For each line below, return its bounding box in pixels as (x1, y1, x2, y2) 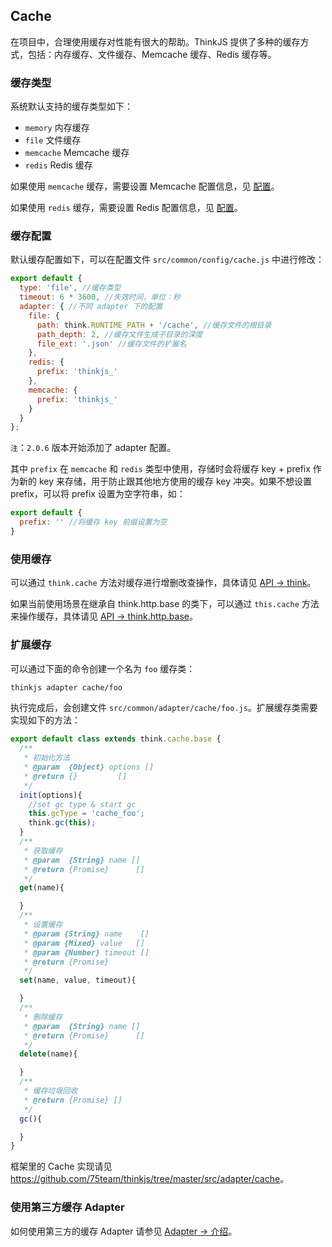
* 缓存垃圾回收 (23, 1086, 78, 1096)
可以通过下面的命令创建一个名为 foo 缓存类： (10, 662, 196, 674)
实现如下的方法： (10, 714, 81, 726)
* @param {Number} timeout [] (23, 947, 150, 958)
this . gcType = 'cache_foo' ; (28, 809, 145, 819)
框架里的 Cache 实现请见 (10, 1160, 113, 1173)
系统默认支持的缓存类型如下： (10, 100, 133, 113)
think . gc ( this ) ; (28, 818, 97, 828)
